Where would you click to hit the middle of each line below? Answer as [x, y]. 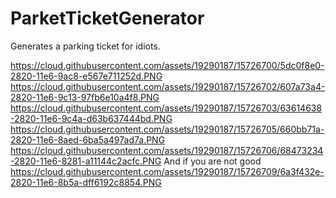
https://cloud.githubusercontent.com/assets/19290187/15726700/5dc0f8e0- [167, 65]
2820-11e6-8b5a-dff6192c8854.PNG [86, 182]
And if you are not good [212, 161]
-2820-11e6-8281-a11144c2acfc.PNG [86, 161]
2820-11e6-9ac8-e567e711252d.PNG [86, 76]
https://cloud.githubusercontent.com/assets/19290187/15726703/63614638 [166, 108]
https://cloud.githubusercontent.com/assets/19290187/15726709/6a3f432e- [167, 171]
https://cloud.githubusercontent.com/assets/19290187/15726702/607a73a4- [168, 86]
